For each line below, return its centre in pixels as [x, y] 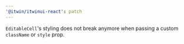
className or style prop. [35, 34]
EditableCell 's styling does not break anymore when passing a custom [92, 28]
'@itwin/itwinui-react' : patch [44, 11]
